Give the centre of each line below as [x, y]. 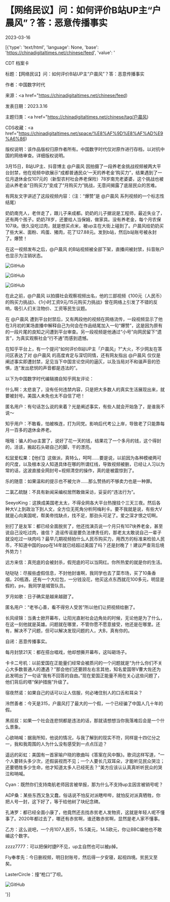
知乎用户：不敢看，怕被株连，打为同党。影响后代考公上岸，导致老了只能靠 [83, 423]
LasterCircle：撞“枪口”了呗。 [35, 874]
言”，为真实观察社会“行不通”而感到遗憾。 [48, 338]
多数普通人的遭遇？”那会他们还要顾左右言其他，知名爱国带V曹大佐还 [85, 669]
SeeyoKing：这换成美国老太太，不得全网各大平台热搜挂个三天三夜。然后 [81, 502]
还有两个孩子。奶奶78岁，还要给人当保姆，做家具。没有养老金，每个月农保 [83, 219]
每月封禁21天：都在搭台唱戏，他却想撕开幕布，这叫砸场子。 [68, 652]
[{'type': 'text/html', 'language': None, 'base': [52, 47]
